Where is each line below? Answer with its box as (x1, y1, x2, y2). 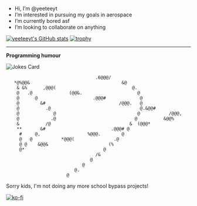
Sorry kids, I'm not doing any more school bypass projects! (6, 183, 148, 190)
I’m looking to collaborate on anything (14, 23, 106, 31)
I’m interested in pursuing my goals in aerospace (14, 11, 133, 18)
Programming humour (6, 52, 61, 59)
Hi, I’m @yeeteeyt (14, 5, 57, 12)
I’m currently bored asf (14, 18, 70, 24)
